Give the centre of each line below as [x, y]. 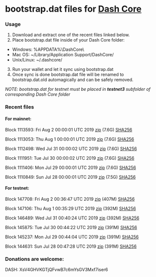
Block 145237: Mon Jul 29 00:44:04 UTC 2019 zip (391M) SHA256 [72, 237]
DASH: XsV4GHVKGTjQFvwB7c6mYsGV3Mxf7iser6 [57, 270]
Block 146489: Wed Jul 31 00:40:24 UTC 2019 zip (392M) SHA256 [72, 218]
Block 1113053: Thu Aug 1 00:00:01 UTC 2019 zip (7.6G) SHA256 [70, 139]
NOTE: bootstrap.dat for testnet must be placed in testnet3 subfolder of [78, 89]
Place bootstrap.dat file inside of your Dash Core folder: [68, 40]
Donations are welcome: [35, 259]
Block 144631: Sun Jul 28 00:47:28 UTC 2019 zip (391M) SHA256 [71, 246]
